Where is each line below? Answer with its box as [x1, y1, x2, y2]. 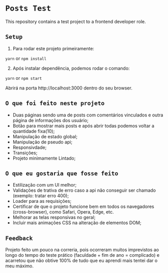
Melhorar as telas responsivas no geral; [12, 215, 96, 221]
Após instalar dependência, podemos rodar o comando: [12, 65, 130, 71]
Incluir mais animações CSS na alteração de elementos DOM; [12, 220, 142, 226]
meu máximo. [5, 263, 34, 269]
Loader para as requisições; [12, 198, 72, 204]
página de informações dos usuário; [12, 117, 89, 123]
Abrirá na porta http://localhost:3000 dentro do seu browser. [5, 85, 132, 91]
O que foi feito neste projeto [5, 100, 105, 107]
